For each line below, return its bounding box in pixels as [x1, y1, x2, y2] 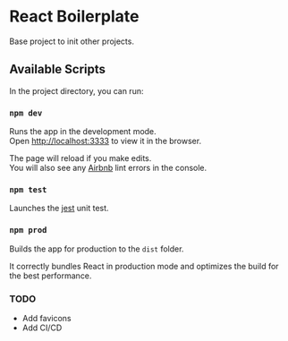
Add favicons [21, 312, 72, 323]
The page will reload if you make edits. [9, 153, 152, 164]
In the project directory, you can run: [9, 85, 144, 96]
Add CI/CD [21, 322, 63, 333]
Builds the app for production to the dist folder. [9, 243, 184, 254]
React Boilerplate [9, 6, 140, 27]
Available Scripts [9, 62, 106, 77]
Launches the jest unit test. [9, 203, 109, 214]
